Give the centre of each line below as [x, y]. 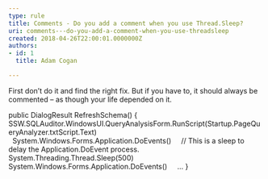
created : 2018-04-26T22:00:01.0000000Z [75, 38]
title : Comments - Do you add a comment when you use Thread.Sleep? [126, 23]
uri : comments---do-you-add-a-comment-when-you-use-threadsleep [119, 31]
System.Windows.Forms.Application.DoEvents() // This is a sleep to [128, 140]
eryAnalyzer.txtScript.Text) [52, 132]
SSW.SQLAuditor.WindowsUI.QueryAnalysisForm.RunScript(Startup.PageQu [134, 123]
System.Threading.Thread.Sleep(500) [71, 157]
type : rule [27, 16]
